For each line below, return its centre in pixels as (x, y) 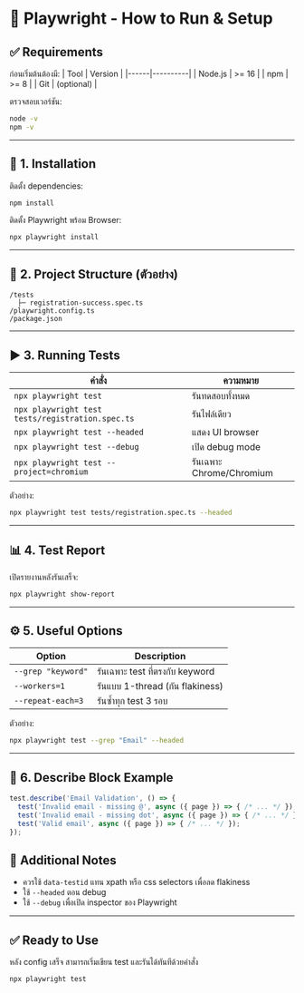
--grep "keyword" (51, 672)
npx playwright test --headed (79, 432)
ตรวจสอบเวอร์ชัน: (36, 102)
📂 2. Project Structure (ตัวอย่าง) (94, 274)
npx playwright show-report (62, 594)
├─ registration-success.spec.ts (81, 303)
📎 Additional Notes (63, 860)
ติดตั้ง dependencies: (47, 186)
